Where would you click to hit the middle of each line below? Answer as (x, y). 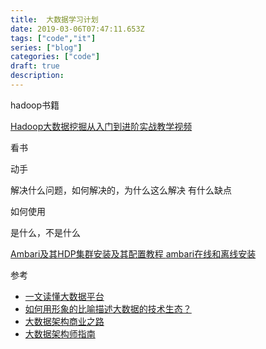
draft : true (35, 66)
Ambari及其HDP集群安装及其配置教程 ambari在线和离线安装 (133, 253)
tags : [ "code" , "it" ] (53, 38)
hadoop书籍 (35, 105)
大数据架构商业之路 (64, 321)
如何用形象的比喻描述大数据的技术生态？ (108, 308)
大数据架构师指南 (60, 333)
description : (37, 76)
